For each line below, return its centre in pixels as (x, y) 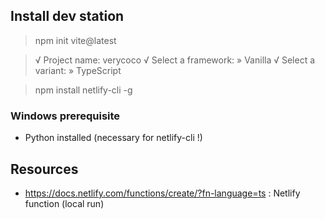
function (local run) (64, 203)
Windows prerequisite (65, 116)
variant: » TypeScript (78, 70)
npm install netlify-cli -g (83, 90)
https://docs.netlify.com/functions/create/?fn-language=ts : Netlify (162, 193)
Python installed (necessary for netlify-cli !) (113, 138)
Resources (44, 169)
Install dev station (67, 16)
